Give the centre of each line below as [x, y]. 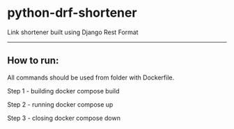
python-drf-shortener [72, 13]
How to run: [33, 61]
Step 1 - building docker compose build [63, 91]
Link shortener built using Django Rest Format [73, 32]
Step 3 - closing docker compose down [64, 118]
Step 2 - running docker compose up [60, 104]
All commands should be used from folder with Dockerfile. [91, 77]
